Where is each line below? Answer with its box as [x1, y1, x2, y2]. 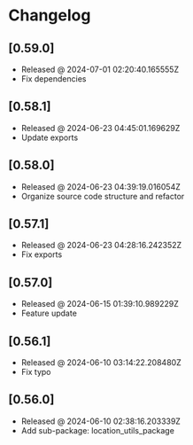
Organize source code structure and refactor [20, 191, 185, 201]
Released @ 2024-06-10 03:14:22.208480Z [20, 357, 182, 368]
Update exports [20, 132, 79, 143]
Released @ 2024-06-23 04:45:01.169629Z [20, 122, 181, 133]
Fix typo [20, 367, 51, 378]
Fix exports [20, 249, 63, 260]
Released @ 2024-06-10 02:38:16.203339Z [20, 416, 181, 426]
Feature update [20, 308, 77, 319]
